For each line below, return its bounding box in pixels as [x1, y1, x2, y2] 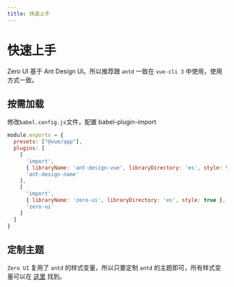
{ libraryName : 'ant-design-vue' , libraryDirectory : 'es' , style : [25, 164, 223, 171]
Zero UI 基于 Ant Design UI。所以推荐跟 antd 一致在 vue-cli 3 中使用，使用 [7, 67, 223, 75]
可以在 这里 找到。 [13, 272, 66, 281]
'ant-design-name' [25, 170, 79, 178]
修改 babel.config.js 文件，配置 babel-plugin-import [7, 118, 157, 126]
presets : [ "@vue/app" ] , [13, 138, 82, 145]
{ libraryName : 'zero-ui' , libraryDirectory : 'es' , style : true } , [25, 197, 226, 204]
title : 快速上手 [7, 10, 50, 17]
